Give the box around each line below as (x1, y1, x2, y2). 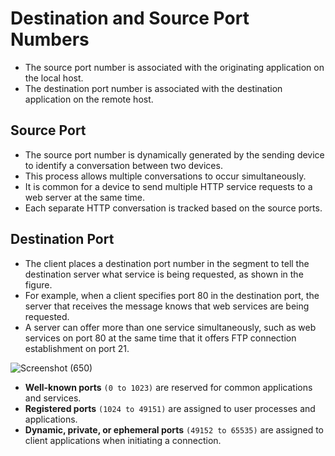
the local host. (24, 72, 84, 84)
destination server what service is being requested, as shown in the (24, 268, 304, 280)
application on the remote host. (24, 93, 154, 105)
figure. (24, 278, 53, 291)
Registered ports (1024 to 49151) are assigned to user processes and (24, 402, 316, 414)
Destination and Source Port (10, 7, 250, 30)
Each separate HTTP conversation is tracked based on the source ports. (24, 202, 323, 214)
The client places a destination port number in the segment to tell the (24, 257, 310, 269)
